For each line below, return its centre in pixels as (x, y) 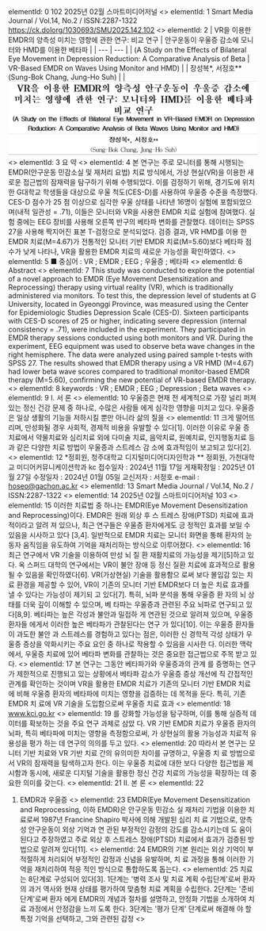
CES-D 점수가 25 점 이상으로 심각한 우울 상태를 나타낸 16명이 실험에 (113, 202)
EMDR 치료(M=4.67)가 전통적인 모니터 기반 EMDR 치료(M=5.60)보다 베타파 (126, 242)
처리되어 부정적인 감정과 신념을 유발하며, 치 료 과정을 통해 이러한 (146, 860)
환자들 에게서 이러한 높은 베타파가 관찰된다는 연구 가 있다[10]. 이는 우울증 (121, 624)
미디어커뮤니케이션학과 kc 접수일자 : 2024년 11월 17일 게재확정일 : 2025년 (131, 467)
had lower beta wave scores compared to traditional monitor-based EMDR (129, 372)
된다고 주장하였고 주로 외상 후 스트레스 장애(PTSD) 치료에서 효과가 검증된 (133, 840)
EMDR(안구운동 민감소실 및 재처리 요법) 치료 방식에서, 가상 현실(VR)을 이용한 (127, 172)
